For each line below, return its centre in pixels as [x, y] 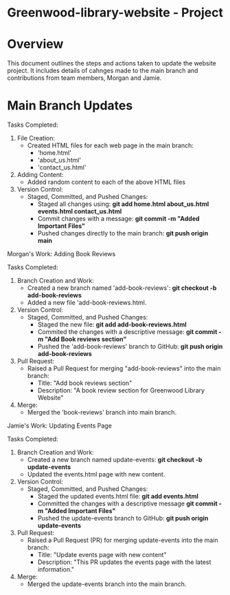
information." [56, 570]
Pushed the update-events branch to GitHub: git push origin [123, 519]
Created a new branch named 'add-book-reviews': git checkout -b [122, 288]
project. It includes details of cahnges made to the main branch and [103, 71]
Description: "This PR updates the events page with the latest [124, 562]
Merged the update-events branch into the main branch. [107, 584]
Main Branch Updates [70, 106]
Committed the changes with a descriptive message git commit [127, 503]
